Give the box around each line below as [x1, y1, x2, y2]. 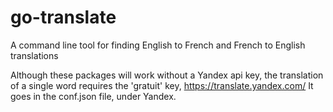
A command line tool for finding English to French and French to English [10, 39, 306, 51]
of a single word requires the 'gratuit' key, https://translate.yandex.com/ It [10, 79, 314, 91]
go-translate [10, 6, 117, 29]
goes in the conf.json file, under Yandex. [10, 90, 177, 102]
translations [10, 49, 59, 61]
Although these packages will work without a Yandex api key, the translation [10, 69, 324, 81]
